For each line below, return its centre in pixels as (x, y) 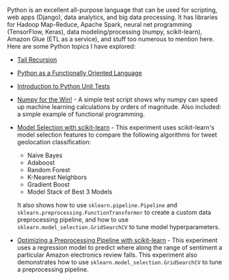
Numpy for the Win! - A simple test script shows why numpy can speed (117, 100)
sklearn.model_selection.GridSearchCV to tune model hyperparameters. (118, 227)
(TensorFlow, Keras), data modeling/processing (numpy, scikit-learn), (105, 32)
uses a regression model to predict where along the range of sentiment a (120, 247)
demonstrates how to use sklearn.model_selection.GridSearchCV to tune (119, 262)
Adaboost (41, 163)
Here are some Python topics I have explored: (71, 46)
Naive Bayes (45, 155)
